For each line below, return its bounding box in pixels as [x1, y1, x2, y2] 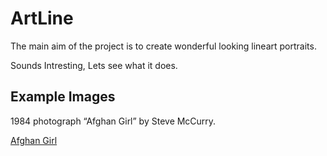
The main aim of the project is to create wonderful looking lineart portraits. [10, 40, 317, 52]
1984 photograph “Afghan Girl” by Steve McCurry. [10, 115, 217, 127]
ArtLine [10, 7, 74, 30]
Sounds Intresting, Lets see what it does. [10, 59, 178, 71]
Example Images [10, 88, 116, 106]
